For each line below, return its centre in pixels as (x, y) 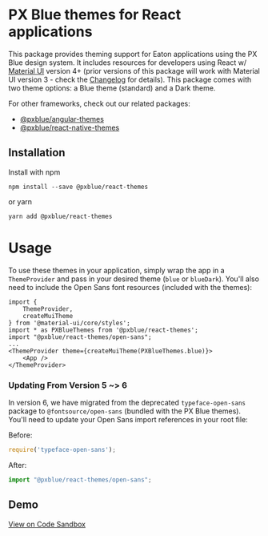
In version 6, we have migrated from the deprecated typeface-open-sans (127, 402)
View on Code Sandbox (47, 524)
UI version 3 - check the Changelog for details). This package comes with (130, 79)
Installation (37, 153)
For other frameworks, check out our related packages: (99, 103)
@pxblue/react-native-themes (70, 127)
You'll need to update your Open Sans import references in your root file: (128, 419)
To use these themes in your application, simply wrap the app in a (117, 270)
